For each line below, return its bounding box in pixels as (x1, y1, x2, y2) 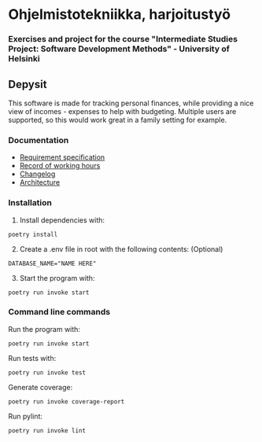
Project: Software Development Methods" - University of (8, 43, 230, 54)
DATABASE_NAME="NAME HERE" (8, 260, 97, 267)
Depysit (8, 77, 47, 91)
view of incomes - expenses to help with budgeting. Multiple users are (8, 106, 237, 116)
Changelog (19, 169, 56, 179)
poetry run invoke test (8, 368, 87, 377)
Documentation (8, 134, 69, 145)
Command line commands (8, 307, 111, 318)
